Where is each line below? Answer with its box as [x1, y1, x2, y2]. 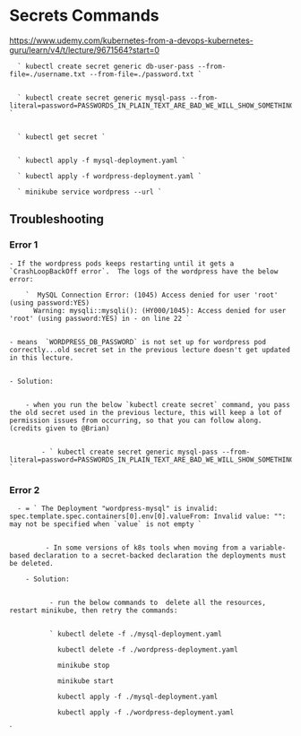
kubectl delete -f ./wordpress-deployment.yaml [56, 645, 239, 654]
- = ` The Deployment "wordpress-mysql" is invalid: [17, 504, 219, 513]
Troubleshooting [9, 212, 105, 227]
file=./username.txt [9, 69, 87, 79]
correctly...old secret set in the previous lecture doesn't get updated [9, 345, 291, 354]
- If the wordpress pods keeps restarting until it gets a [9, 259, 235, 268]
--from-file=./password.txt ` [89, 69, 202, 79]
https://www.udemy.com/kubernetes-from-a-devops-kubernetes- [9, 35, 254, 46]
